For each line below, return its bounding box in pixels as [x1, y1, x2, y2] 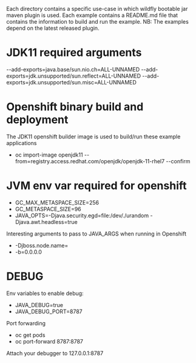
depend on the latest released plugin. [6, 24, 100, 32]
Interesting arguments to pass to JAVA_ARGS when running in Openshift [6, 230, 187, 237]
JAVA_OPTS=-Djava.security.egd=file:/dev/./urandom [15, 212, 149, 219]
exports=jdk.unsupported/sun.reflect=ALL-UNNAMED [6, 72, 141, 80]
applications [6, 139, 37, 146]
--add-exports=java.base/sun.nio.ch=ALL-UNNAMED [6, 66, 140, 73]
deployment [6, 113, 69, 127]
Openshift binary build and [6, 100, 144, 114]
